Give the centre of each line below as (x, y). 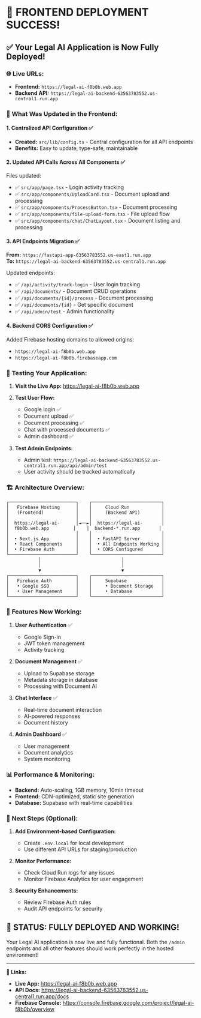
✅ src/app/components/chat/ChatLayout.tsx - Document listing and (98, 221)
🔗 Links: (16, 972)
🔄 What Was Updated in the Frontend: (62, 113)
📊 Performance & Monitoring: (51, 775)
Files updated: (24, 176)
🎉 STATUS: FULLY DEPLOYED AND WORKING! (93, 928)
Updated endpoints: (31, 273)
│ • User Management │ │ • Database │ (85, 592)
